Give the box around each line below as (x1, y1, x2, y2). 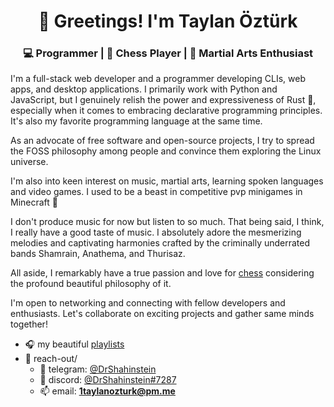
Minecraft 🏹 (10, 196, 59, 209)
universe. (10, 156, 49, 168)
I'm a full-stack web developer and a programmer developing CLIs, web (10, 73, 307, 85)
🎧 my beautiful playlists (24, 338, 125, 350)
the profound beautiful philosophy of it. (10, 278, 172, 290)
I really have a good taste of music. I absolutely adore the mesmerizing (10, 226, 302, 239)
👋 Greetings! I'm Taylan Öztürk (38, 10, 298, 33)
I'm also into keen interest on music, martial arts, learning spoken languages (10, 175, 324, 187)
